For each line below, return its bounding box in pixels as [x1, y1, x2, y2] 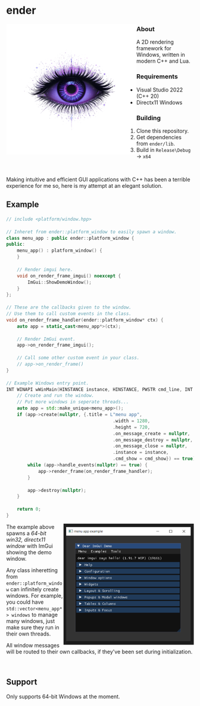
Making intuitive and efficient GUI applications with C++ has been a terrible [6, 176, 190, 183]
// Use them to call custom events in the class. [6, 311, 132, 317]
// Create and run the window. [17, 393, 95, 399]
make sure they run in [6, 624, 60, 631]
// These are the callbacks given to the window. [6, 304, 132, 311]
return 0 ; [17, 506, 42, 512]
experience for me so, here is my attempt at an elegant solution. [6, 182, 163, 190]
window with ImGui [6, 542, 54, 549]
